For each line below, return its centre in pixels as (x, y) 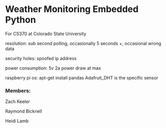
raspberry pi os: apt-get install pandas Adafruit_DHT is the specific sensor (82, 77)
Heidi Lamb (17, 121)
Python (20, 20)
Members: (18, 90)
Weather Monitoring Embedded (72, 9)
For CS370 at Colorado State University (46, 33)
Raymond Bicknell (24, 111)
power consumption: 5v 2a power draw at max (53, 68)
